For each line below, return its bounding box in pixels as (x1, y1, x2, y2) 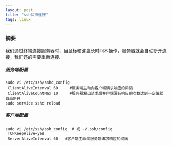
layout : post (5, 7, 33, 13)
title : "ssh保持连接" (5, 12, 49, 17)
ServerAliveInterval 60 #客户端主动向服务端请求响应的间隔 (7, 136, 128, 141)
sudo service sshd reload (5, 100, 60, 106)
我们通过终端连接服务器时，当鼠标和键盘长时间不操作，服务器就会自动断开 (5, 47, 162, 54)
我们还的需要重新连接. (14, 54, 61, 60)
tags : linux (5, 17, 31, 22)
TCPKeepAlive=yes (7, 131, 45, 136)
